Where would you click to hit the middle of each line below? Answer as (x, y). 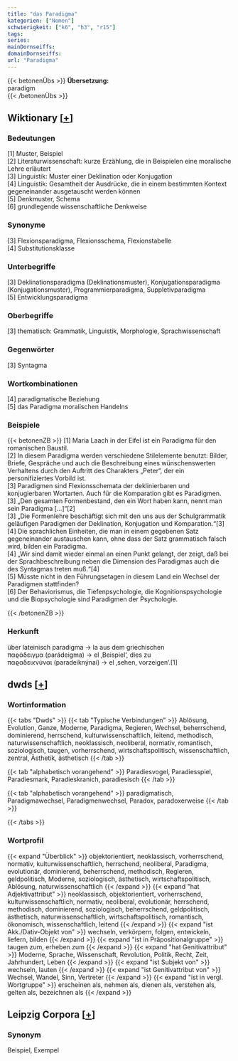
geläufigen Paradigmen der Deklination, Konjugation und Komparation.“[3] (116, 524)
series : (19, 41)
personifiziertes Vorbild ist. (47, 478)
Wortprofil (26, 840)
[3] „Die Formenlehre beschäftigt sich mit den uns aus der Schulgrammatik (117, 516)
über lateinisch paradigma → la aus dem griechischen (86, 647)
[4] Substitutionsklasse (41, 248)
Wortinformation (37, 704)
